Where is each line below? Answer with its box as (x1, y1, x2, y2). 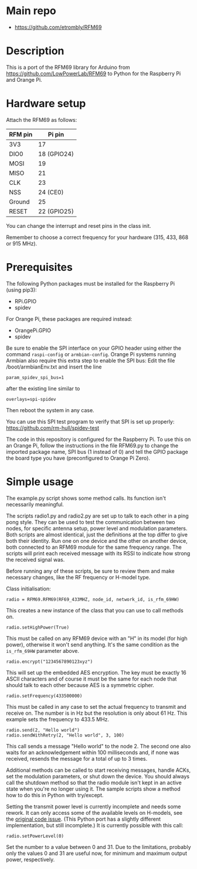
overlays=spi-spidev (6, 396, 57, 402)
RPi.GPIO (14, 297, 37, 304)
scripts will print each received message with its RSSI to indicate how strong (6, 549, 191, 557)
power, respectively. (6, 855, 55, 863)
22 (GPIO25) (38, 207, 74, 215)
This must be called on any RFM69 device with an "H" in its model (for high (6, 635, 188, 642)
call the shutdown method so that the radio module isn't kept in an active (6, 779, 182, 786)
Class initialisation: (6, 585, 51, 592)
